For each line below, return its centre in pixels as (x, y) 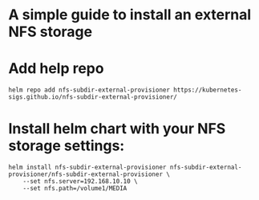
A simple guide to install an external (130, 15)
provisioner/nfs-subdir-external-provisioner (85, 174)
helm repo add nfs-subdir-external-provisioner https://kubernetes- (125, 90)
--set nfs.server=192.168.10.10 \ (80, 182)
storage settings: (67, 146)
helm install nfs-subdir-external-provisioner (87, 167)
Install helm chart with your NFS (117, 129)
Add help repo (56, 69)
